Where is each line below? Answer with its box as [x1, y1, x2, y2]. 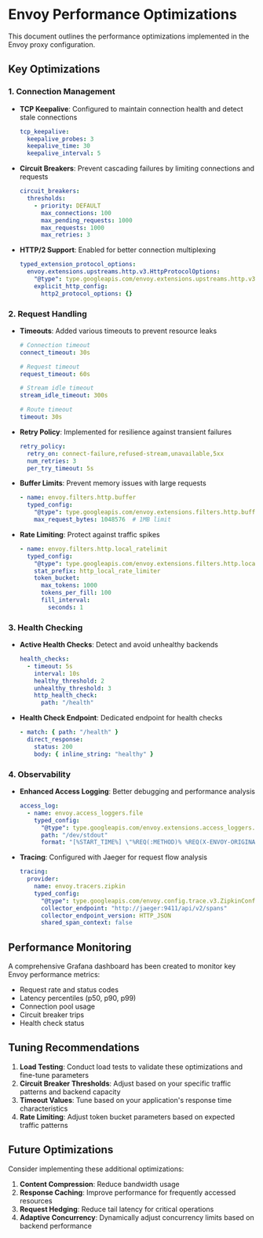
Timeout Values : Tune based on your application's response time [19, 1095, 232, 1104]
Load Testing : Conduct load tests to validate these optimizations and [19, 1062, 243, 1071]
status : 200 [34, 742, 73, 751]
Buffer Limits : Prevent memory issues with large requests [19, 478, 206, 488]
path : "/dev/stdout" [40, 831, 108, 839]
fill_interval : [40, 596, 90, 604]
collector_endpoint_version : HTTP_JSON [40, 911, 171, 920]
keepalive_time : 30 [27, 142, 91, 150]
